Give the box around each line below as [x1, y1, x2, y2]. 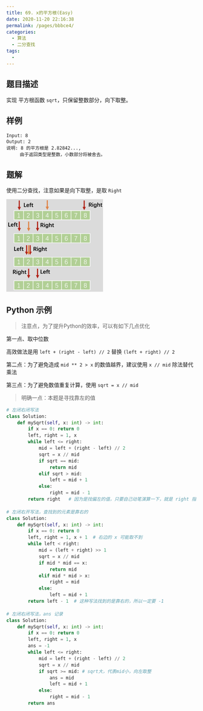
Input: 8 [6, 133, 28, 139]
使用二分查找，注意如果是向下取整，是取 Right [6, 187, 122, 194]
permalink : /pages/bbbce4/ [6, 22, 74, 28]
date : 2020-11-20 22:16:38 [6, 16, 74, 22]
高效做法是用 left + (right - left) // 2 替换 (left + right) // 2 [6, 348, 175, 355]
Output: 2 [6, 139, 31, 145]
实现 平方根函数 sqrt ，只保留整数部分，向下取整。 [6, 96, 132, 103]
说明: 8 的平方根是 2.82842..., [6, 145, 82, 151]
